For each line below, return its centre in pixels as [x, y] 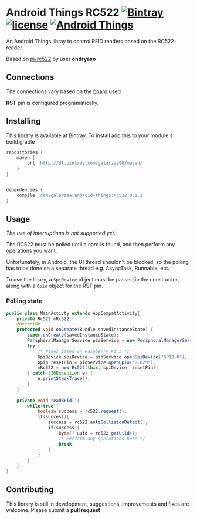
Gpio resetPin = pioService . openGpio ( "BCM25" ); [97, 362]
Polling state [24, 301]
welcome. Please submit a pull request [53, 510]
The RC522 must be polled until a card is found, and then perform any [91, 245]
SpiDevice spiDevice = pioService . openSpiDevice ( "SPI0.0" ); [112, 357]
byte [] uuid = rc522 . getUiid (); [98, 433]
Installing [23, 121]
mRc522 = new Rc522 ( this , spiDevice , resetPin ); [98, 368]
